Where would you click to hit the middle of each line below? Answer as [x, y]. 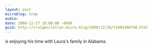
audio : [12, 18]
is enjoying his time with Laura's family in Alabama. [56, 41]
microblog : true [21, 14]
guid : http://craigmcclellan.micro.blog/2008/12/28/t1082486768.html [77, 28]
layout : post [18, 9]
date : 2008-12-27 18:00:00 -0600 [39, 23]
